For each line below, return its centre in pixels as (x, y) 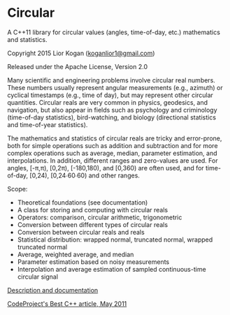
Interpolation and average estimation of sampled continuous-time (112, 269)
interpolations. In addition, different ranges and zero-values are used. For (113, 160)
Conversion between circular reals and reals (81, 232)
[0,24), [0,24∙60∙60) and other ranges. (85, 175)
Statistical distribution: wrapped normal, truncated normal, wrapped (115, 240)
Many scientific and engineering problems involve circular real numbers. (111, 80)
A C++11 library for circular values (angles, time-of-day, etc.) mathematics (114, 32)
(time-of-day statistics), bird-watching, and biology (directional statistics (112, 117)
